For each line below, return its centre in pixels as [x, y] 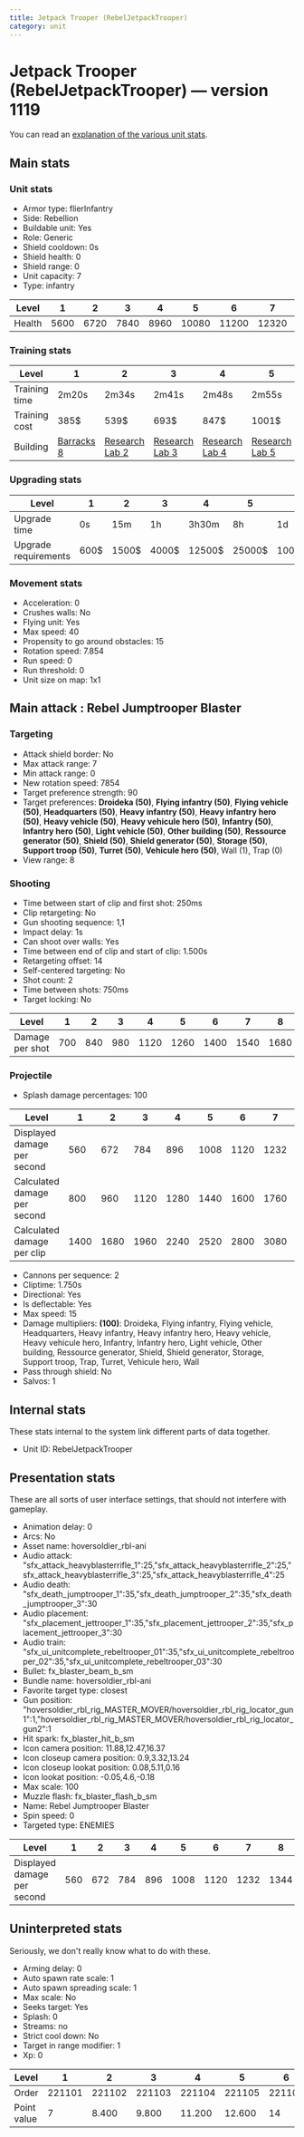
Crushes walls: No [57, 613]
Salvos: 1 [39, 1381]
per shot [32, 1048]
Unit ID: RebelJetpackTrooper [77, 1449]
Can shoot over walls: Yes [71, 942]
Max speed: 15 [49, 1314]
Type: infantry [48, 285]
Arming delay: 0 [52, 1968]
